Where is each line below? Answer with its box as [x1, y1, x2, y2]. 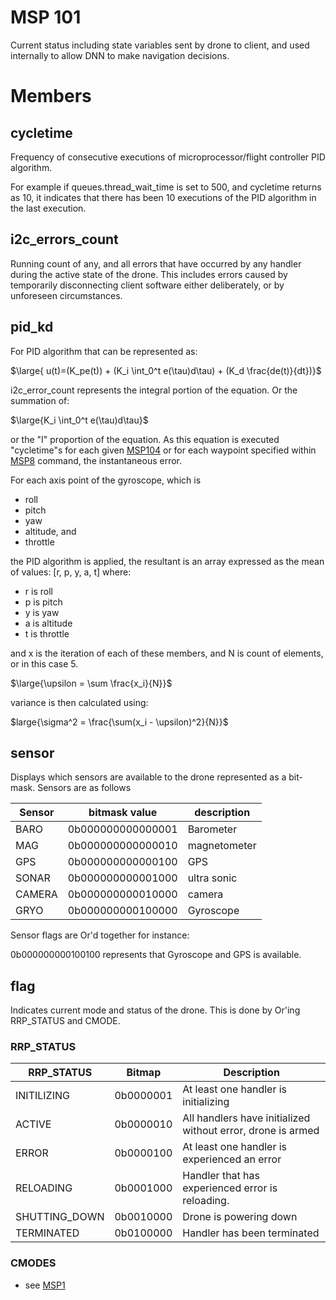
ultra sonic [187, 871, 238, 885]
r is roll [24, 585, 53, 597]
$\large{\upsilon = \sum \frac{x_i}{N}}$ [10, 677, 173, 689]
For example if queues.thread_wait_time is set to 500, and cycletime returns [10, 181, 322, 193]
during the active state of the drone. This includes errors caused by [10, 268, 288, 280]
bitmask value [88, 806, 158, 820]
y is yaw [24, 606, 60, 618]
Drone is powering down [182, 1210, 298, 1224]
